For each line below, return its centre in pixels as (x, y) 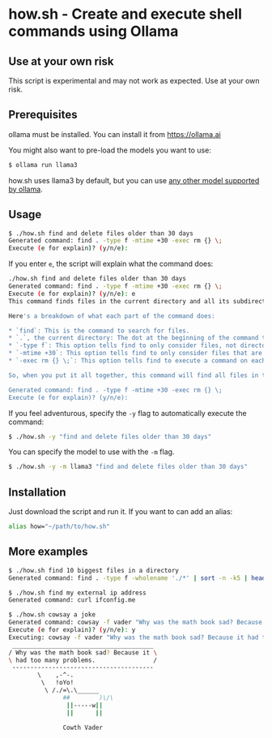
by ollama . (25, 189)
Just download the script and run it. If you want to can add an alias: (121, 512)
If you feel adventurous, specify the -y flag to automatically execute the (127, 413)
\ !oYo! (57, 683)
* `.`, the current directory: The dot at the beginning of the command (134, 338)
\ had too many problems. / (83, 660)
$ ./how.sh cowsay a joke (52, 615)
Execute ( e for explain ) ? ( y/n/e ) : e (72, 294)
